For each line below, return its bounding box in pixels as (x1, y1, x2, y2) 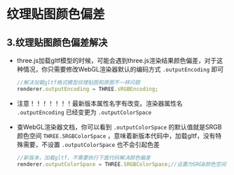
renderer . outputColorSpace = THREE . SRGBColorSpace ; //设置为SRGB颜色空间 (16, 160, 226, 168)
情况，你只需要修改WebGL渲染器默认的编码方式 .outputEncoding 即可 (22, 65, 224, 73)
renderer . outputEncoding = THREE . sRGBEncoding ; (16, 85, 159, 92)
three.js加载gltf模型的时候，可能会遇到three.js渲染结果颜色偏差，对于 (16, 57, 217, 64)
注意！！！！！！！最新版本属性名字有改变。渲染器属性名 (16, 99, 183, 107)
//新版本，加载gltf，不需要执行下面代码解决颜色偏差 (16, 154, 151, 161)
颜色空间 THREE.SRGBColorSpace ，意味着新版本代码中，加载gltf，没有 (16, 131, 216, 140)
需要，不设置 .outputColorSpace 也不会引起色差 (22, 140, 160, 148)
